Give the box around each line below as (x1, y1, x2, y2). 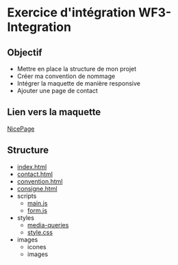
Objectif (7, 47, 42, 58)
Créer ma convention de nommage (16, 72, 116, 80)
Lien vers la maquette (7, 106, 101, 118)
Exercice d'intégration (7, 5, 136, 21)
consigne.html (16, 184, 58, 192)
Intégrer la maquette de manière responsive (16, 79, 141, 87)
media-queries (27, 220, 69, 229)
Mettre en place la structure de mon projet (16, 65, 137, 73)
